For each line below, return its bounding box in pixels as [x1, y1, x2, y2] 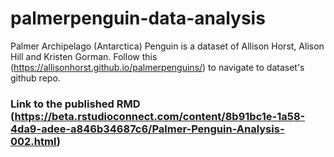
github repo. [10, 72, 61, 84]
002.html [10, 134, 57, 148]
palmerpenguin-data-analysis [10, 7, 266, 30]
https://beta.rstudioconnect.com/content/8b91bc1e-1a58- [14, 109, 306, 123]
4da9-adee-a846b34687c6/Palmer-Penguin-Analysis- [10, 122, 285, 136]
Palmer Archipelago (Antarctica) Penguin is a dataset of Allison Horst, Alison [10, 40, 325, 52]
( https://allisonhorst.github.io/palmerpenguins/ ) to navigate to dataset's [10, 61, 305, 73]
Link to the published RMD [10, 97, 141, 111]
